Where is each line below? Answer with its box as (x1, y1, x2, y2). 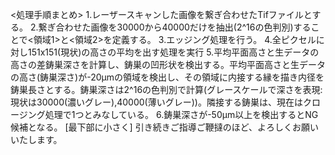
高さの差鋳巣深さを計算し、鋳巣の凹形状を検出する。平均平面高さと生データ (10, 59, 326, 70)
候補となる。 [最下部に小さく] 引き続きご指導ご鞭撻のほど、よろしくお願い (10, 121, 319, 133)
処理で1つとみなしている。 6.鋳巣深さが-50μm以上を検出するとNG (44, 109, 319, 120)
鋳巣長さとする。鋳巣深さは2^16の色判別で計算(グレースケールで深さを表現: (10, 84, 323, 95)
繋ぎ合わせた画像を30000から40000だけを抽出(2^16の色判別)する (38, 21, 312, 33)
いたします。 (10, 134, 63, 145)
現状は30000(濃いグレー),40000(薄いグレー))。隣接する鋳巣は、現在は (10, 96, 303, 108)
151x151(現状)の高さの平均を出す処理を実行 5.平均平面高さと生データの (27, 46, 320, 58)
